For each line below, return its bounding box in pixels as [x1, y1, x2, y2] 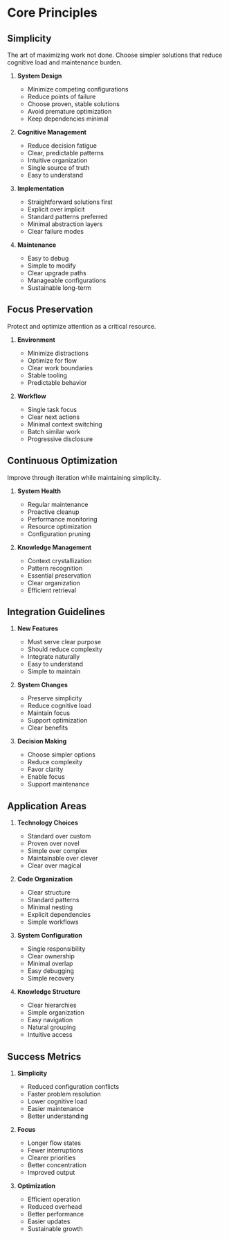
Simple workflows [27, 918, 79, 927]
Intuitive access [27, 1031, 73, 1039]
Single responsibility [27, 945, 86, 953]
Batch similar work [27, 427, 81, 436]
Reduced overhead [27, 1203, 82, 1211]
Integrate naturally [27, 653, 80, 661]
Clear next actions [27, 413, 80, 421]
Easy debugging [27, 967, 75, 975]
